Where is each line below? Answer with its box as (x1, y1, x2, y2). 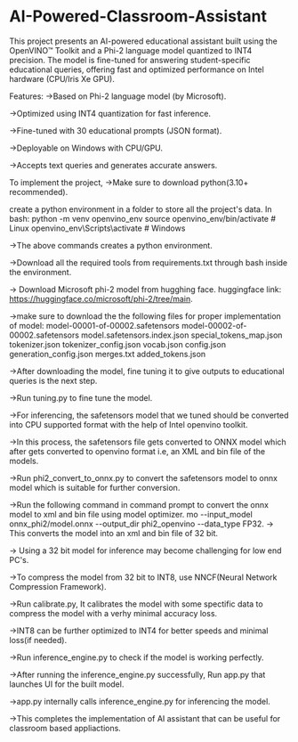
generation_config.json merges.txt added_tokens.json (9, 348, 206, 359)
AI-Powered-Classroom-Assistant (9, 6, 268, 27)
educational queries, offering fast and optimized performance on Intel (9, 64, 264, 75)
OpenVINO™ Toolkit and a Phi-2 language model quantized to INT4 (9, 45, 253, 55)
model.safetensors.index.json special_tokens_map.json (81, 330, 283, 340)
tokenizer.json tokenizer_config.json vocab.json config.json (9, 338, 227, 349)
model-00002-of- (181, 320, 247, 330)
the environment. (9, 266, 72, 277)
